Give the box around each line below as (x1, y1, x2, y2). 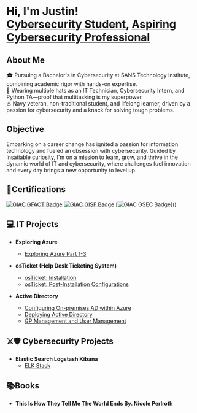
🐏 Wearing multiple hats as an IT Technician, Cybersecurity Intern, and (6, 87, 185, 94)
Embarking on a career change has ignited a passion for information (6, 140, 179, 148)
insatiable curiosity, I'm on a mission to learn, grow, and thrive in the (6, 153, 178, 161)
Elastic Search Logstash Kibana (15, 355, 98, 363)
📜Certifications (6, 184, 66, 195)
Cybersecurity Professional (6, 31, 150, 44)
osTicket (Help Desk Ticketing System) (15, 262, 117, 269)
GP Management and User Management (24, 317, 127, 325)
